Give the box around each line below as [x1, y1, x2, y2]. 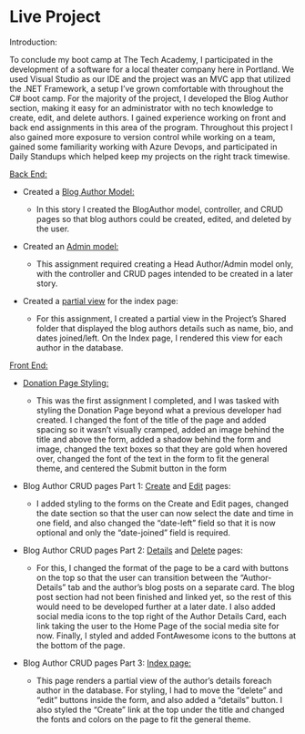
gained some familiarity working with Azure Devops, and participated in [9, 141, 278, 152]
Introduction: [9, 36, 57, 47]
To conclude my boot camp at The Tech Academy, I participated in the [9, 54, 273, 65]
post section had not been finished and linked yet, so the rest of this [36, 591, 292, 602]
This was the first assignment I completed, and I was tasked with [36, 394, 280, 406]
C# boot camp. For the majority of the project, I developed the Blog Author [9, 93, 289, 104]
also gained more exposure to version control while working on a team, [9, 131, 276, 142]
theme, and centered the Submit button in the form [36, 463, 228, 474]
